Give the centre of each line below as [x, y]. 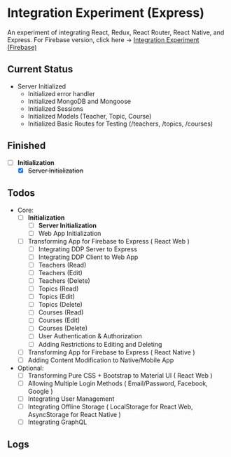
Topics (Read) [58, 289]
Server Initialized [42, 86]
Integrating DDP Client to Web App [88, 257]
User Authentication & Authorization [90, 336]
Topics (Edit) [57, 297]
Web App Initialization [70, 233]
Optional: [30, 368]
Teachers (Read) [62, 265]
